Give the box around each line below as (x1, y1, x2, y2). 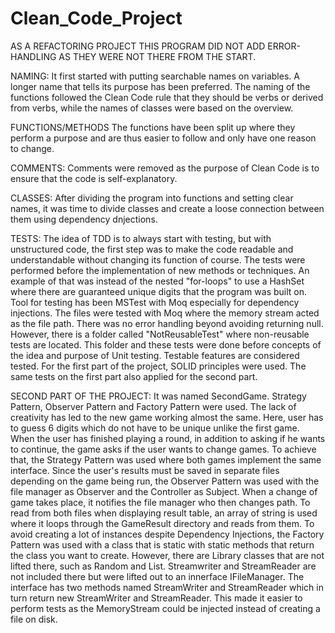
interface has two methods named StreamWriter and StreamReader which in (10, 581, 324, 593)
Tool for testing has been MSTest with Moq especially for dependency (10, 296, 300, 308)
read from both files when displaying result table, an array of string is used (10, 507, 318, 519)
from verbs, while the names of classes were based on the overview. (10, 102, 294, 114)
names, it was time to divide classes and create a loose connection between (10, 202, 325, 214)
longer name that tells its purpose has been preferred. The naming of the (10, 80, 311, 92)
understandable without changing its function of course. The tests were (10, 253, 306, 266)
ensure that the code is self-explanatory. (10, 172, 178, 184)
